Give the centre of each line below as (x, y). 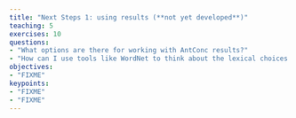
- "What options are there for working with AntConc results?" (129, 51)
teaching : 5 (31, 26)
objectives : (31, 67)
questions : (29, 42)
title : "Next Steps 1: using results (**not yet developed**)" (129, 17)
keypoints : (29, 83)
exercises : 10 (36, 34)
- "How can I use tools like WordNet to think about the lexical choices (149, 59)
